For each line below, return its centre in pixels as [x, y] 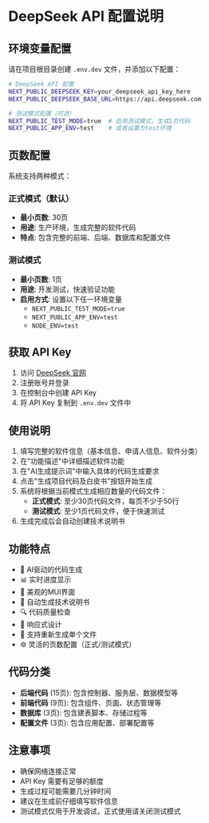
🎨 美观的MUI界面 [47, 592]
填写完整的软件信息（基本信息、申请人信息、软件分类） [110, 451]
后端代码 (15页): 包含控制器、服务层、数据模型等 [99, 693]
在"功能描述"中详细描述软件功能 [72, 461]
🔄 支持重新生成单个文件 [58, 634]
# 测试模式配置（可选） [42, 113]
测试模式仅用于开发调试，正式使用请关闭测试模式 [100, 811]
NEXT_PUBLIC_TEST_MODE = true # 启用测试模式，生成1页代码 [99, 121]
